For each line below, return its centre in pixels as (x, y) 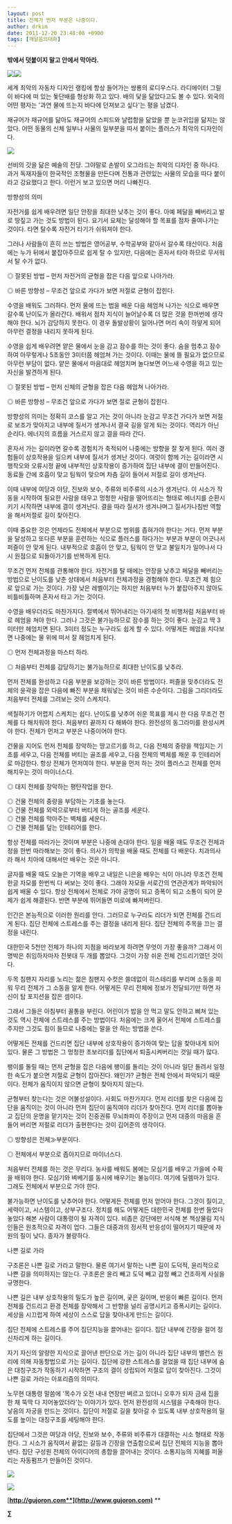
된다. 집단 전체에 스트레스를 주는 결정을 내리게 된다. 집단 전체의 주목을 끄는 (115, 924)
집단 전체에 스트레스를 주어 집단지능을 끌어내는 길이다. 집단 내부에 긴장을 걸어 (111, 1330)
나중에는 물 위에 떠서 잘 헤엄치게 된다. (65, 637)
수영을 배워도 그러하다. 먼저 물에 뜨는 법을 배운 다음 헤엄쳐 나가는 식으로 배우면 (113, 305)
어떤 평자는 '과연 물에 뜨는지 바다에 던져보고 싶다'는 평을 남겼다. (93, 105)
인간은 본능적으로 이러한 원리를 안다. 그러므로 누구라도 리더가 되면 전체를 (105, 915)
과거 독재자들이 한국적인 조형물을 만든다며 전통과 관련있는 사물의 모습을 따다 (110, 173)
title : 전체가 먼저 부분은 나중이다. (53, 20)
